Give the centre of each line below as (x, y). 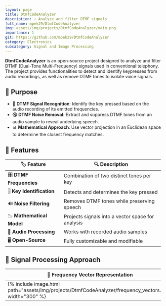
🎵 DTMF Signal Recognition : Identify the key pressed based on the (81, 104)
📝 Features (22, 150)
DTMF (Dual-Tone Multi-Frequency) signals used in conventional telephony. (82, 66)
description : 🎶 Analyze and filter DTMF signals (56, 19)
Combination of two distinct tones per (107, 175)
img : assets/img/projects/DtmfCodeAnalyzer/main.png (61, 28)
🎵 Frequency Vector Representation (90, 274)
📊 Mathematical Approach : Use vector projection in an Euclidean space (86, 127)
